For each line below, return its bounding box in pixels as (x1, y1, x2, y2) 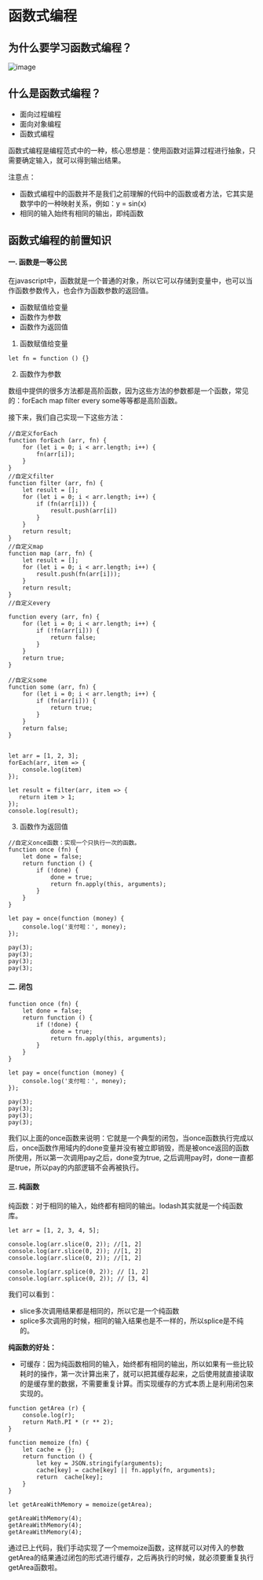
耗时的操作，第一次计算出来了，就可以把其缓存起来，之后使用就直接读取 (19, 1369, 254, 1378)
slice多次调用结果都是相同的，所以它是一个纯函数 (19, 1306, 180, 1315)
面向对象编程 (19, 119, 61, 128)
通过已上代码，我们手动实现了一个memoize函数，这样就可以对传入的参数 (8, 1542, 245, 1552)
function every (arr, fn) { (8, 613, 100, 621)
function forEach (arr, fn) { (8, 437, 108, 445)
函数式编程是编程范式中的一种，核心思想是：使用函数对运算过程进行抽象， (8, 145, 249, 155)
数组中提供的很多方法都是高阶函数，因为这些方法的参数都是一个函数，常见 (8, 386, 249, 395)
